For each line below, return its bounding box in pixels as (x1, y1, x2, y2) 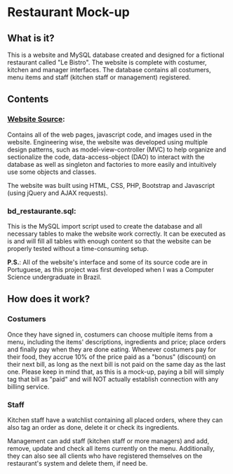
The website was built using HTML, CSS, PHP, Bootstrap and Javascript (7, 181, 215, 189)
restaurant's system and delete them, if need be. (7, 459, 148, 467)
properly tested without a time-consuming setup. (7, 244, 149, 252)
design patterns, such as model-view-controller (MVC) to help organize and (7, 145, 227, 154)
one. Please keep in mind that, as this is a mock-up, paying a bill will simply (7, 367, 225, 376)
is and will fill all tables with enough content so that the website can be (7, 236, 212, 245)
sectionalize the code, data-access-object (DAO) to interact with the (7, 152, 205, 161)
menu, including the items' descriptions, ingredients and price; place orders (7, 337, 226, 346)
